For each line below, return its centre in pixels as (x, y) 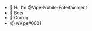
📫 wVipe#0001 (25, 23)
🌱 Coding (19, 18)
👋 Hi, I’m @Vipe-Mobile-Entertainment (48, 8)
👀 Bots (16, 13)
